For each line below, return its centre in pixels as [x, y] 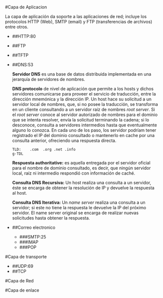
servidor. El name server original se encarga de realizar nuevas [75, 213]
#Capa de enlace [22, 290]
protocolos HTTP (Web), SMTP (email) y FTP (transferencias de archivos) [79, 22]
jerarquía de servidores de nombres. [48, 79]
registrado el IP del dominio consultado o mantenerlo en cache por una [83, 135]
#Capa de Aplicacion [26, 7]
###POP [28, 247]
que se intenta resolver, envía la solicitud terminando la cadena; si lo [81, 120]
